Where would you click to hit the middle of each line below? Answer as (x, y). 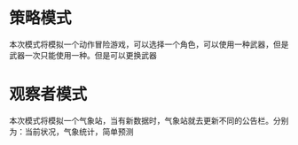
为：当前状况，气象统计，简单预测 (71, 131)
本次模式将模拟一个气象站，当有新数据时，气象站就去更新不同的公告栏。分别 (149, 120)
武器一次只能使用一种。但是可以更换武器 (83, 55)
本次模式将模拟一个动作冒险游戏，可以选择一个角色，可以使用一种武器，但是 (149, 44)
